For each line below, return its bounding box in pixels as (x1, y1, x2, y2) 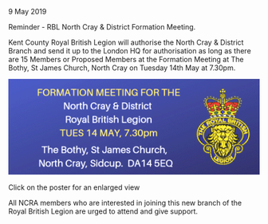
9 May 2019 (8, 7, 47, 16)
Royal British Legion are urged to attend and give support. (8, 206, 198, 216)
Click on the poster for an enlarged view (8, 183, 140, 192)
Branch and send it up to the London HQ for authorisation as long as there (8, 46, 251, 55)
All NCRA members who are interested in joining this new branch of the (8, 198, 242, 207)
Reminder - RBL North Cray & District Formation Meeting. (8, 22, 196, 31)
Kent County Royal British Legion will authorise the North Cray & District (8, 37, 244, 47)
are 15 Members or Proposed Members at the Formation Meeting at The (8, 55, 244, 64)
